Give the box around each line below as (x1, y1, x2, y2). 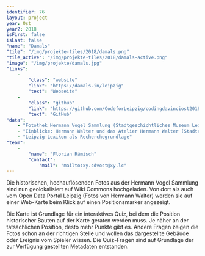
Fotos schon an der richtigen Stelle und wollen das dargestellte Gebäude (6, 230, 189, 237)
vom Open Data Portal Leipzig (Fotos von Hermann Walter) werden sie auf (6, 192, 193, 199)
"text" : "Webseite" (28, 89, 78, 95)
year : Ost (6, 20, 32, 26)
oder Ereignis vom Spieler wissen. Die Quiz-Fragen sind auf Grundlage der (6, 236, 194, 244)
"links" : (6, 65, 29, 72)
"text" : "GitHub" (28, 111, 72, 117)
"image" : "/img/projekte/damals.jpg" (6, 60, 103, 66)
